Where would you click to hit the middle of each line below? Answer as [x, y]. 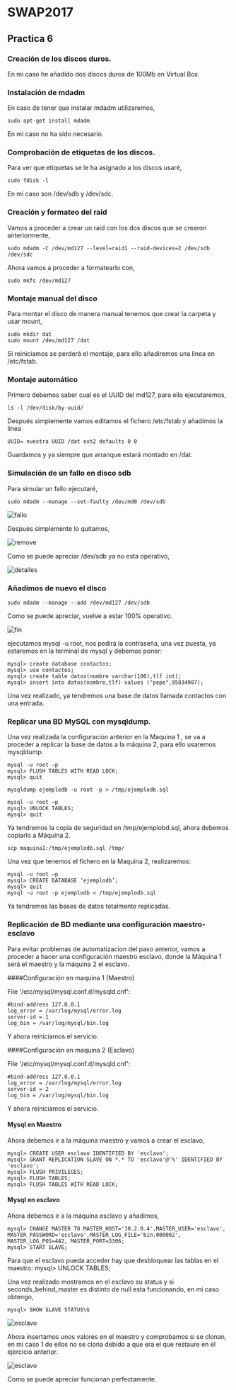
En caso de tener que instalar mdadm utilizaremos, [81, 108]
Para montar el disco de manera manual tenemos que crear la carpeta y [112, 314]
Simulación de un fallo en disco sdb [70, 473]
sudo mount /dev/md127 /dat [49, 341]
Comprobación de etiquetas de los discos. [81, 152]
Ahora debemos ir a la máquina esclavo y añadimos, [83, 1216]
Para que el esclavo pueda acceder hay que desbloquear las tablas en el [113, 1260]
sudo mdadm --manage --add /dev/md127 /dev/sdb [79, 602]
